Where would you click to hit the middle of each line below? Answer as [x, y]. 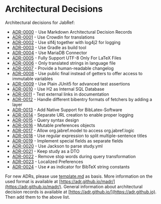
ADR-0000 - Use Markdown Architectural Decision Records [72, 32]
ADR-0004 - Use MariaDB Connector [50, 53]
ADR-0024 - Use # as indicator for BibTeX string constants [71, 166]
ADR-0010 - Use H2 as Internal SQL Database [58, 89]
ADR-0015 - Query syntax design [45, 120]
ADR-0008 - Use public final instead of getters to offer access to [77, 73]
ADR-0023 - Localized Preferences [48, 162]
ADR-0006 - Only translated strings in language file [64, 63]
